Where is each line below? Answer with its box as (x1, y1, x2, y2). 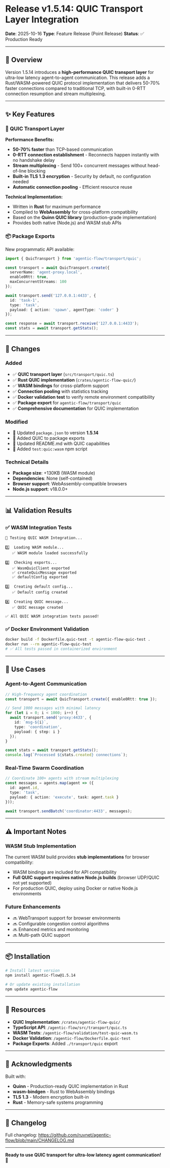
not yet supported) (12, 880, 52, 886)
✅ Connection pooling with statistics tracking (12, 388, 109, 394)
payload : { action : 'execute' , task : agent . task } (10, 795, 119, 800)
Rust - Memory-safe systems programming (12, 1099, 104, 1105)
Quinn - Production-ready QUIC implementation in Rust (12, 1083, 129, 1089)
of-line (12, 168, 27, 174)
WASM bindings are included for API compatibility (12, 869, 117, 875)
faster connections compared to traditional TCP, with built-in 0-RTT (5, 85, 146, 91)
